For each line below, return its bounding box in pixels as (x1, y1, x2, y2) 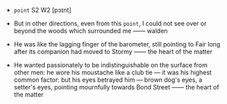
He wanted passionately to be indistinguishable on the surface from (13, 61, 208, 69)
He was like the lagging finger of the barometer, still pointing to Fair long (13, 40, 221, 48)
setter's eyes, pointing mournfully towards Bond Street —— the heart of (13, 83, 220, 91)
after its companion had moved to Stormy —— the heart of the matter (13, 48, 213, 55)
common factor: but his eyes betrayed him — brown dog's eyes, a (13, 76, 203, 84)
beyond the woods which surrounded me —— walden (13, 27, 168, 35)
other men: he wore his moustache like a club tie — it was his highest (13, 69, 212, 76)
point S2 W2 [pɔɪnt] (13, 6, 72, 14)
